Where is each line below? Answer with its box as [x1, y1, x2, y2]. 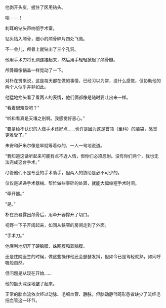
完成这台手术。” [9, 159, 40, 165]
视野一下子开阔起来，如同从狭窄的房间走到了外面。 [5, 222, 109, 228]
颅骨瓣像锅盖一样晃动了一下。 [5, 67, 66, 73]
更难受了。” [5, 132, 27, 138]
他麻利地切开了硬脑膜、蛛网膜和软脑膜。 [5, 243, 87, 249]
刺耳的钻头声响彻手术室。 [5, 25, 57, 31]
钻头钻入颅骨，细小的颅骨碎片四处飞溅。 [5, 36, 87, 41]
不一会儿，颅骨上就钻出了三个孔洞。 [5, 46, 79, 52]
